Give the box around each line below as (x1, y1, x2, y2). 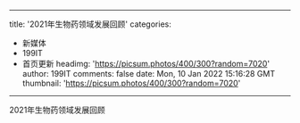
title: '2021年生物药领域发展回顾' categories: (9, 19, 171, 29)
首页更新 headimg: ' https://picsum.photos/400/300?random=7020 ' (21, 59, 271, 69)
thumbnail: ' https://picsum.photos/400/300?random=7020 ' (21, 78, 241, 88)
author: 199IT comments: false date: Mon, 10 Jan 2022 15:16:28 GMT (21, 69, 275, 78)
